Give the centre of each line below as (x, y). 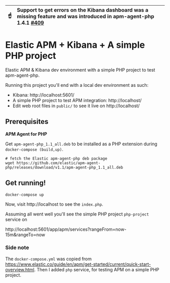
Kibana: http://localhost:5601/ (44, 95)
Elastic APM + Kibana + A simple (75, 45)
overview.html (20, 269)
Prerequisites (27, 122)
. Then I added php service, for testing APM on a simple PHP (97, 269)
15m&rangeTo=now (25, 234)
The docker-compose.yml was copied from (49, 259)
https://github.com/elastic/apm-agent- (58, 163)
